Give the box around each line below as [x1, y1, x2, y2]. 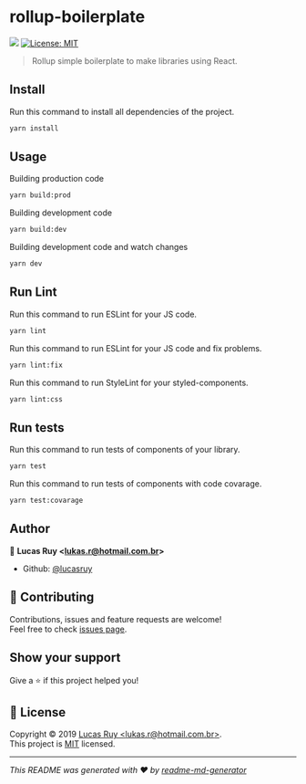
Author [9, 521, 50, 537]
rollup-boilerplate [9, 6, 146, 27]
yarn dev [9, 259, 43, 268]
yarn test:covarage [9, 496, 84, 506]
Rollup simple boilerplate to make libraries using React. [31, 55, 239, 66]
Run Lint [9, 285, 57, 300]
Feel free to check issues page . [9, 623, 127, 634]
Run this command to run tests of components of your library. [9, 444, 240, 455]
